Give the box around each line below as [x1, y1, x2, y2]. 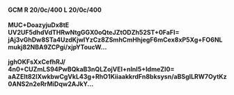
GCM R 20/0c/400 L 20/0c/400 [8, 6, 102, 14]
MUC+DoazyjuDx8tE [8, 21, 70, 29]
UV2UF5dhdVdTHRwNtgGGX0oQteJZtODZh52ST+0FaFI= [8, 28, 180, 37]
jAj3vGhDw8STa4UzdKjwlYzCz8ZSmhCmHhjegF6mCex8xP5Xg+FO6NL [8, 35, 223, 44]
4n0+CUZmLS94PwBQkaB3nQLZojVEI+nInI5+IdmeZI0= [8, 65, 175, 74]
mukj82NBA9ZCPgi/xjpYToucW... [8, 43, 107, 51]
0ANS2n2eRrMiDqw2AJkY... [8, 80, 94, 88]
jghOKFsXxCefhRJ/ [8, 58, 65, 66]
